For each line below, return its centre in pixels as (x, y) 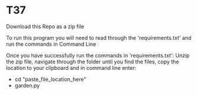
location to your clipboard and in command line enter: (71, 67)
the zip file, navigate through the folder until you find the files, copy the (93, 62)
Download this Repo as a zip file (45, 26)
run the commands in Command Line (51, 44)
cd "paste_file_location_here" (50, 79)
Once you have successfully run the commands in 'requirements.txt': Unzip (98, 55)
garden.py (27, 85)
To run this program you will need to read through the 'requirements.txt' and (99, 38)
